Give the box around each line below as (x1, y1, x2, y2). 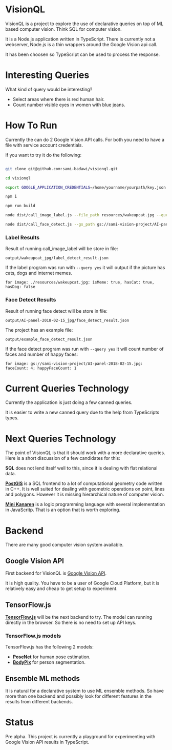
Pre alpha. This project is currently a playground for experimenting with (5, 734, 156, 740)
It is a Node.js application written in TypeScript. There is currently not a (5, 36, 156, 42)
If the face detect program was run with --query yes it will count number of (5, 346, 164, 352)
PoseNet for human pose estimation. (12, 654, 91, 660)
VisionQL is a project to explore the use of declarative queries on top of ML (5, 21, 164, 27)
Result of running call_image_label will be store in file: (5, 246, 118, 252)
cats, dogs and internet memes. (5, 270, 73, 276)
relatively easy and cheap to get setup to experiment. (5, 585, 118, 592)
